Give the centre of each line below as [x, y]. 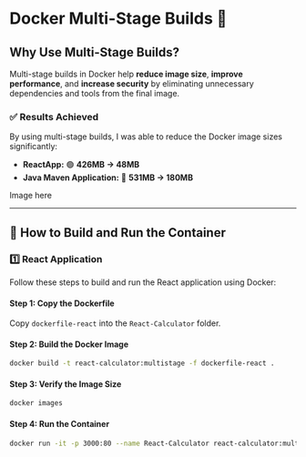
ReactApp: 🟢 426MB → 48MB [81, 165]
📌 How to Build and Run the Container [117, 233]
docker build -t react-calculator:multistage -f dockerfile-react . [142, 363]
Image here [31, 196]
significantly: [33, 147]
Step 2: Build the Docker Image [69, 344]
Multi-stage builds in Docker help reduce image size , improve [126, 74]
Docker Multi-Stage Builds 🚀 [118, 19]
